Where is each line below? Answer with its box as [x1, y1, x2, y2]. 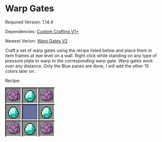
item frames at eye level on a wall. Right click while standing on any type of [5, 52, 157, 59]
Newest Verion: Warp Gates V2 [5, 38, 68, 44]
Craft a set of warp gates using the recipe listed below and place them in [5, 47, 152, 53]
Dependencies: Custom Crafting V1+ [5, 28, 79, 34]
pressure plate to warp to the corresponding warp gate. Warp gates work [5, 58, 153, 63]
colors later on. [5, 68, 36, 74]
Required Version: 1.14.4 [5, 19, 54, 25]
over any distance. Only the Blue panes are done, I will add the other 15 [5, 63, 149, 69]
